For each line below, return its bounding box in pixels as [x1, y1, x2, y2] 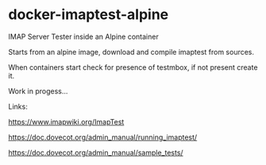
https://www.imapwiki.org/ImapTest [8, 117, 125, 126]
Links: [8, 102, 28, 111]
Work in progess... [8, 86, 68, 96]
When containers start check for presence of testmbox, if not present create [8, 62, 258, 72]
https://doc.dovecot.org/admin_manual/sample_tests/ [8, 148, 184, 157]
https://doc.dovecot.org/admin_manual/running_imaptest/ [8, 132, 198, 142]
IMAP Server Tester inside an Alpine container [8, 32, 159, 41]
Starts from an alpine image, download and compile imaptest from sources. [8, 47, 255, 56]
